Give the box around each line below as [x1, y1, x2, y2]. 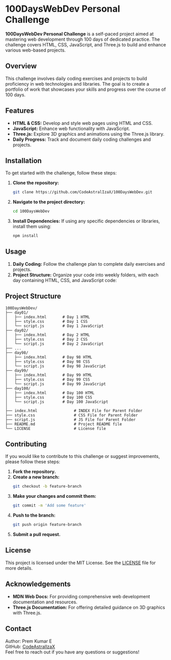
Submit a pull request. [12, 531, 61, 538]
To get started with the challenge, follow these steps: [5, 170, 117, 176]
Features [5, 107, 34, 115]
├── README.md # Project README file [5, 421, 123, 426]
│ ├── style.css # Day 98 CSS [5, 359, 90, 364]
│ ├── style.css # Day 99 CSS [5, 377, 90, 382]
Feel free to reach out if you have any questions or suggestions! [5, 649, 139, 655]
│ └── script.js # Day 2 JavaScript [5, 341, 104, 346]
